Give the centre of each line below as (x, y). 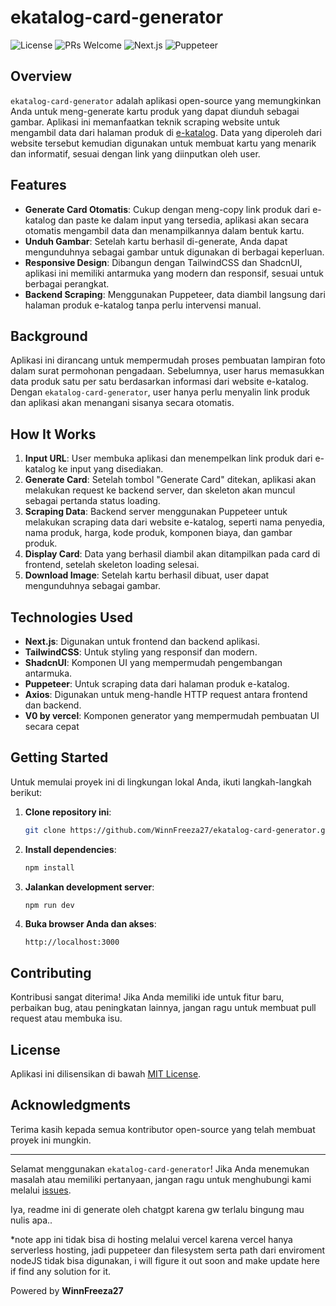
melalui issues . (41, 1190)
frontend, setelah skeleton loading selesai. (112, 565)
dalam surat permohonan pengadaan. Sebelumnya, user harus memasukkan (167, 371)
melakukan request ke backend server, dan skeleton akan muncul (160, 490)
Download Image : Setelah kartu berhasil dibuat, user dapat (147, 575)
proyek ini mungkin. (51, 1140)
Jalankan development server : (89, 887)
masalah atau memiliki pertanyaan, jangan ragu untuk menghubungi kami (161, 1179)
